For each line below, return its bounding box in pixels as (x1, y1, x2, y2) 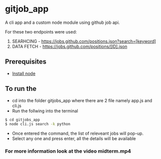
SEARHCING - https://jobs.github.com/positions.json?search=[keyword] (12, 38, 156, 44)
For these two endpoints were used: (5, 29, 77, 35)
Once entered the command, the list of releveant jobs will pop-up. (12, 130, 144, 137)
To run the (5, 85, 37, 93)
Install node (12, 71, 35, 76)
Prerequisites (5, 57, 47, 66)
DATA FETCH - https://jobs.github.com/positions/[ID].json (12, 43, 128, 49)
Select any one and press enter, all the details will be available (12, 136, 136, 141)
